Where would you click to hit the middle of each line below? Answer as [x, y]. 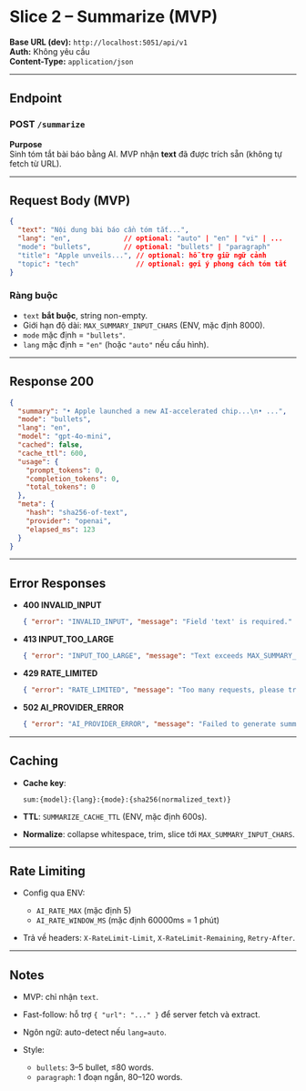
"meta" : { [36, 504]
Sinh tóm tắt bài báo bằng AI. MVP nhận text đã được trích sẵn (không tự [146, 154]
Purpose [26, 144]
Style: [34, 1050]
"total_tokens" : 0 [61, 487]
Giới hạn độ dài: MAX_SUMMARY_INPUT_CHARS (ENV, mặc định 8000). [144, 325]
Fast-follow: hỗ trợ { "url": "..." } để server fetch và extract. [142, 1015]
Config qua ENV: [54, 893]
